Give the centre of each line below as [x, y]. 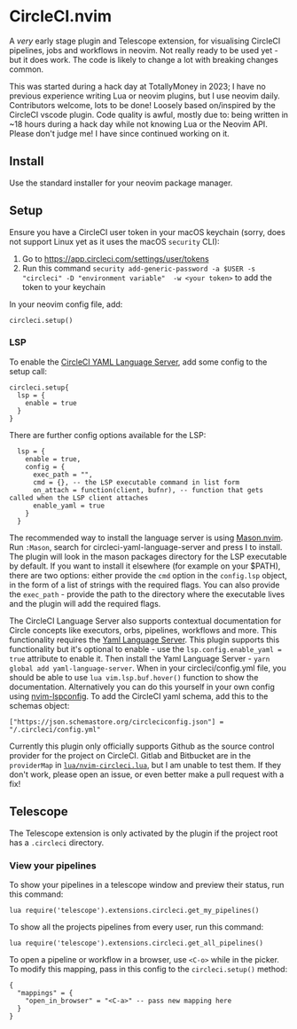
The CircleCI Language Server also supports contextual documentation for [145, 621]
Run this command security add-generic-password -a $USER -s [138, 268]
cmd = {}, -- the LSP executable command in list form [136, 482]
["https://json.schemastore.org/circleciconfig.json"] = [117, 722]
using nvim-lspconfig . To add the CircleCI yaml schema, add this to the [139, 696]
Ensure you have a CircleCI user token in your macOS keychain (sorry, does [147, 232]
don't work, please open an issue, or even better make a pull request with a [147, 774]
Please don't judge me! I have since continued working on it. [120, 133]
